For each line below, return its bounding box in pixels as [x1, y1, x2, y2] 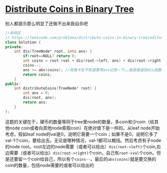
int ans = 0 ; [23, 90, 50, 95]
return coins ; [23, 72, 52, 77]
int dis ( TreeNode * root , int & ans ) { [14, 49, 92, 54]
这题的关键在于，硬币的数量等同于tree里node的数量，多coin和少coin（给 [5, 118, 155, 125]
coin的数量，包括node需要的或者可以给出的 [5, 162, 94, 168]
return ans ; [23, 100, 48, 105]
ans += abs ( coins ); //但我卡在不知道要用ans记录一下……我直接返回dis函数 [23, 67, 162, 73]
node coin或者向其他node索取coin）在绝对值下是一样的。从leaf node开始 [9, 125, 160, 131]
